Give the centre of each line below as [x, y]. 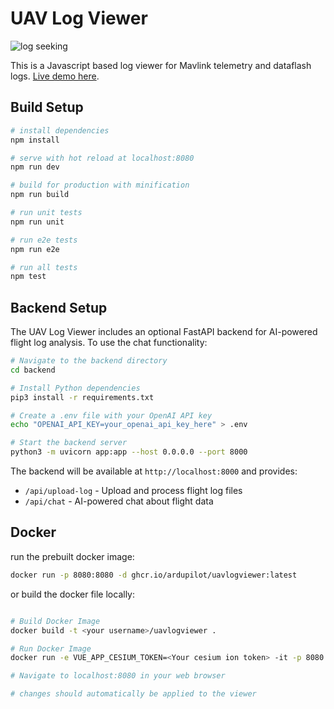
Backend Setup [59, 307]
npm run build [40, 195]
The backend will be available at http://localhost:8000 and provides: [154, 471]
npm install [35, 140]
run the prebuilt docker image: [72, 556]
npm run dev [35, 167]
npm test [28, 277]
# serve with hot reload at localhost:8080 [102, 158]
